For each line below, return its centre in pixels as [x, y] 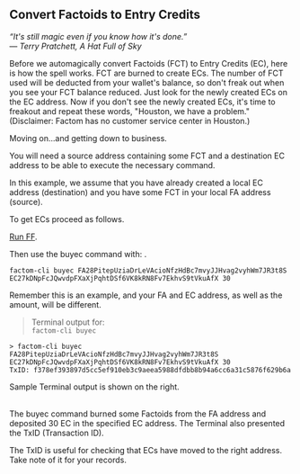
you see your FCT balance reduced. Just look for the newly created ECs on [148, 92]
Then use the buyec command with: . [78, 254]
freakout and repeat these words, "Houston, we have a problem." [129, 111]
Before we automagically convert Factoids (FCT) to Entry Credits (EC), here [149, 63]
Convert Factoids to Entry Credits [105, 15]
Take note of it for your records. [68, 460]
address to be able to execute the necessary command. [112, 165]
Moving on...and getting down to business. [88, 138]
